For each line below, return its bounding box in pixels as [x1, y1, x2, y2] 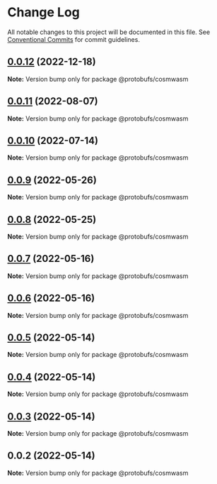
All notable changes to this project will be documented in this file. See [7, 28, 211, 36]
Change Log [7, 4, 80, 21]
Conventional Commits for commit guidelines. [7, 35, 140, 43]
